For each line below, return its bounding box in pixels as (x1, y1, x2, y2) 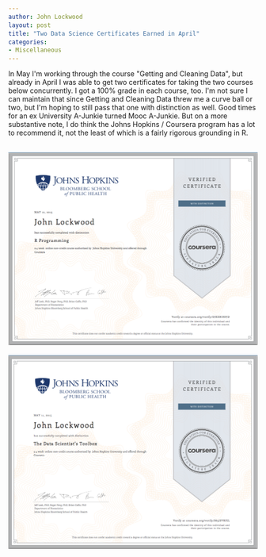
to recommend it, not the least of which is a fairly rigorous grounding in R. (8, 128, 249, 138)
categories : (8, 38, 47, 46)
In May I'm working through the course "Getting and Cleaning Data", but (8, 69, 243, 79)
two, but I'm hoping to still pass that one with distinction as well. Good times (8, 103, 256, 113)
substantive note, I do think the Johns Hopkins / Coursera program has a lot (8, 120, 256, 129)
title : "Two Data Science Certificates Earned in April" (8, 29, 200, 37)
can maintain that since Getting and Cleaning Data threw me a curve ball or (8, 94, 253, 104)
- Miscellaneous (8, 46, 62, 55)
